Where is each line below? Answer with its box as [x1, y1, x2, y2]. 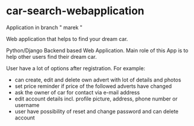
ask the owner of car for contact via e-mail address [14, 89, 140, 96]
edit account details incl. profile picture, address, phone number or [14, 95, 178, 102]
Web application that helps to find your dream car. [6, 35, 128, 42]
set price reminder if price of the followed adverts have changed [14, 82, 172, 90]
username [14, 101, 40, 108]
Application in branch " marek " [6, 24, 83, 31]
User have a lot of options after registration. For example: [6, 64, 145, 72]
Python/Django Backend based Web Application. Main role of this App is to [6, 46, 189, 54]
